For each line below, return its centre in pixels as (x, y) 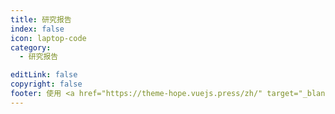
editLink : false (44, 75)
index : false (37, 29)
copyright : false (46, 84)
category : (31, 47)
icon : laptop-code (48, 38)
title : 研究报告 (41, 19)
